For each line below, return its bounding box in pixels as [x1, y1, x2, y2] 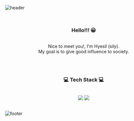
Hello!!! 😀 [71, 26, 96, 33]
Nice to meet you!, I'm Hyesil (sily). [48, 43, 120, 49]
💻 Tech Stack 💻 [63, 76, 104, 83]
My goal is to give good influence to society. [38, 49, 130, 55]
